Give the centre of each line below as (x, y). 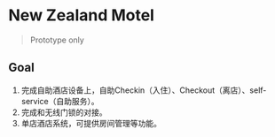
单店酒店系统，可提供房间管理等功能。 (91, 123)
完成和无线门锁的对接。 (64, 112)
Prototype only (57, 40)
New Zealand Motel (81, 15)
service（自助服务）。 (60, 101)
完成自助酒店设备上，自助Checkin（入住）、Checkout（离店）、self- (144, 90)
